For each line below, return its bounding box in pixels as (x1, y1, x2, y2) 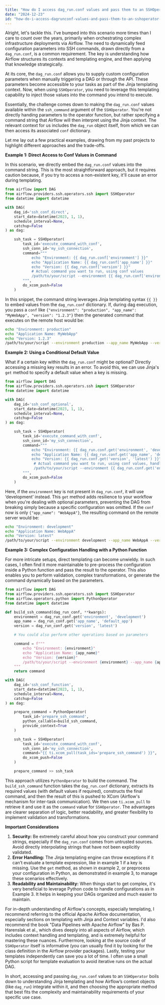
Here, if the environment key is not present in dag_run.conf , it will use (5, 488, 144, 494)
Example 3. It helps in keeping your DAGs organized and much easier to (12, 891, 157, 897)
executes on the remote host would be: (5, 317, 84, 323)
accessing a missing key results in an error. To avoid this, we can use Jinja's (5, 364, 160, 370)
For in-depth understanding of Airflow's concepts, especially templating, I (5, 906, 155, 912)
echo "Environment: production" (5, 327, 71, 332)
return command (14, 669, 45, 674)
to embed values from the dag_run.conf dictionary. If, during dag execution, (5, 302, 158, 308)
